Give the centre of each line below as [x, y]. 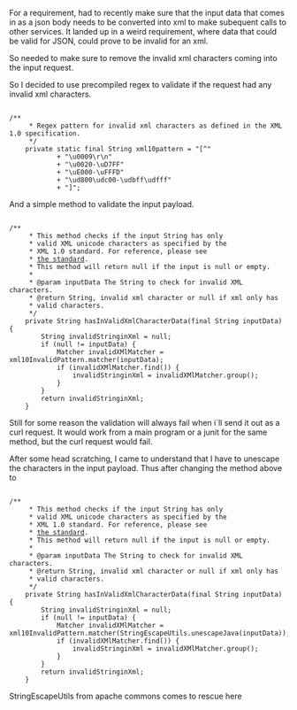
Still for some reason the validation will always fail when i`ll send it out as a [145, 423]
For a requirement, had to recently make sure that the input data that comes [147, 13]
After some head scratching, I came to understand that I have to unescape [145, 459]
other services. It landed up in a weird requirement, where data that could [143, 31]
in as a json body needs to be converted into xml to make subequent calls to [148, 22]
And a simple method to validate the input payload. [102, 204]
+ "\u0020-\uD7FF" [90, 165]
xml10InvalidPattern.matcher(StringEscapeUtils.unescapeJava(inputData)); [150, 633]
